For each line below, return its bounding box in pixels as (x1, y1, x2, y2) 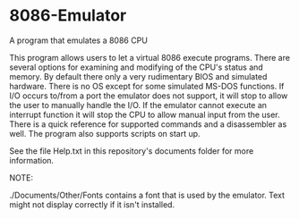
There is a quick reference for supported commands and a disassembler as (9, 118, 287, 130)
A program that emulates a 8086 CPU (9, 35, 148, 46)
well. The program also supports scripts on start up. (9, 128, 201, 139)
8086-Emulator (9, 5, 127, 26)
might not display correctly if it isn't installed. (9, 198, 175, 210)
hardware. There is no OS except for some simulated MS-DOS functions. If (9, 80, 285, 91)
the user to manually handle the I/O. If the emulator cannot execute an (9, 99, 267, 110)
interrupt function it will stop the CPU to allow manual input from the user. (9, 109, 280, 120)
